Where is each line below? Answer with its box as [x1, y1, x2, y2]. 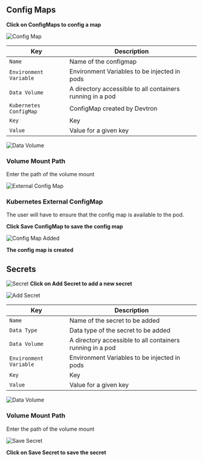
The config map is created [6, 247, 74, 254]
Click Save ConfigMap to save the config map [6, 223, 123, 230]
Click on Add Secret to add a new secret [30, 280, 132, 287]
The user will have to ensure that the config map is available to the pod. [6, 211, 184, 219]
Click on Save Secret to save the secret [6, 448, 107, 456]
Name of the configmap [69, 57, 137, 65]
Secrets [6, 264, 36, 274]
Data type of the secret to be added [69, 327, 171, 335]
